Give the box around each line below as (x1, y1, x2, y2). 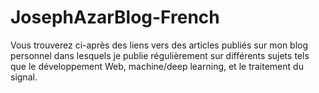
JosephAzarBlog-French (10, 6, 220, 29)
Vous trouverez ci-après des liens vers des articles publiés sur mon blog (10, 39, 309, 51)
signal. (10, 71, 38, 83)
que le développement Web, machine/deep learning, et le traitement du (10, 60, 304, 72)
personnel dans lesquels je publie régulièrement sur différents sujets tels (10, 49, 310, 61)
